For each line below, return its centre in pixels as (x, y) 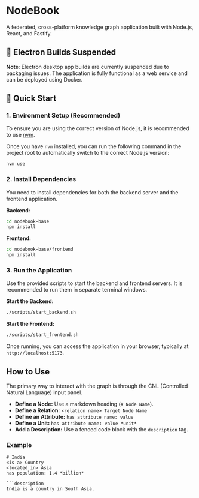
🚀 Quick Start (31, 99)
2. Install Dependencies (41, 179)
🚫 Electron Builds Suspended (61, 52)
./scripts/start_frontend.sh (42, 335)
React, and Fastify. (29, 33)
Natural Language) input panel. (44, 392)
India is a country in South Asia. (50, 489)
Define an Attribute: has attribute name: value (74, 416)
